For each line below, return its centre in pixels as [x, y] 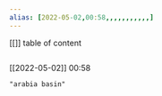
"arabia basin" [38, 84]
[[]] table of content [46, 43]
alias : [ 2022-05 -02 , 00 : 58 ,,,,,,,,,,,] [81, 17]
